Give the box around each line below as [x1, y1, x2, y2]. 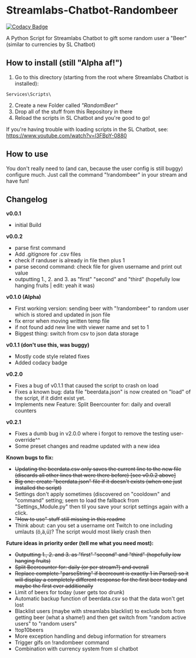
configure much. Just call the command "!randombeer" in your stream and [6, 171, 188, 178]
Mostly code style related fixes [14, 353, 90, 360]
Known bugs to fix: [6, 454, 54, 461]
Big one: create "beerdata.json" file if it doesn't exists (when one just [14, 478, 182, 485]
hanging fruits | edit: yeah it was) [14, 282, 95, 289]
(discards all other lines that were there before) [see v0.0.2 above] [14, 472, 176, 479]
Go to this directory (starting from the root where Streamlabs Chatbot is [14, 73, 189, 80]
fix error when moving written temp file [14, 317, 110, 325]
